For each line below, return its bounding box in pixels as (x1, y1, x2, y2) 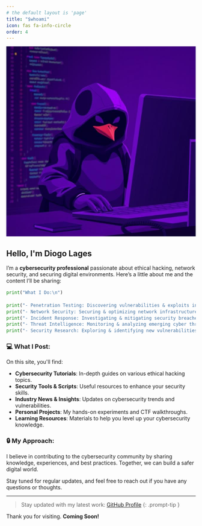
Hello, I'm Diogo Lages (6, 248, 92, 259)
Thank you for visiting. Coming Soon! (6, 513, 99, 520)
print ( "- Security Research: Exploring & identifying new (6, 328, 155, 334)
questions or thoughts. (6, 483, 63, 491)
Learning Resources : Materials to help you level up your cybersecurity (14, 415, 191, 422)
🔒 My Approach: (6, 437, 55, 445)
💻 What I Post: (6, 343, 50, 351)
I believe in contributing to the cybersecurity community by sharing (6, 452, 173, 460)
